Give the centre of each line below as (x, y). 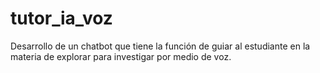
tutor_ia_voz (61, 18)
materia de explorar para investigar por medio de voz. (121, 56)
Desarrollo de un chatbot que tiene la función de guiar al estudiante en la (160, 46)
